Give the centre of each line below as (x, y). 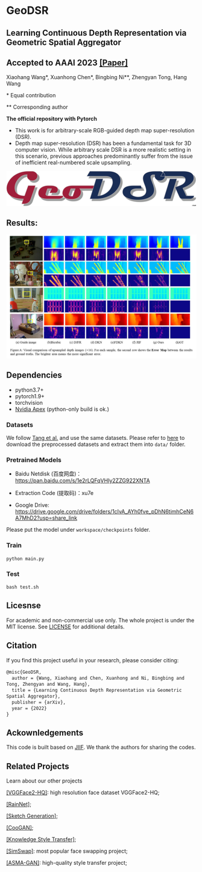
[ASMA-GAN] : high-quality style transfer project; (67, 863)
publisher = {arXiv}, (39, 702)
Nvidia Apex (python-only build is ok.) (62, 409)
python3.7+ (29, 390)
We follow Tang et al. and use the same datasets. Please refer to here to (96, 438)
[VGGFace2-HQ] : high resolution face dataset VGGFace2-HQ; (83, 793)
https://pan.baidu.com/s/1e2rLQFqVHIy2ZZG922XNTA (82, 480)
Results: (22, 223)
